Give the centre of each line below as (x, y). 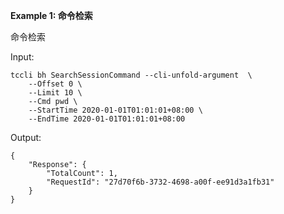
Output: (26, 137)
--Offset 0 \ (55, 84)
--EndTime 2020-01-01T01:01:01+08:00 (107, 119)
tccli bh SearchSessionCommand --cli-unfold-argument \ (131, 75)
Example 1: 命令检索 (51, 15)
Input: (22, 57)
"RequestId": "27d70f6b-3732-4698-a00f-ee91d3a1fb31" (160, 182)
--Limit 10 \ (55, 93)
